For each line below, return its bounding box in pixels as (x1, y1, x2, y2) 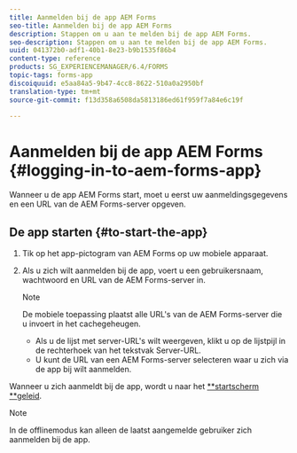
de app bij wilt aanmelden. (35, 364, 132, 375)
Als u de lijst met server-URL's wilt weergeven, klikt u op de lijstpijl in (35, 336, 286, 347)
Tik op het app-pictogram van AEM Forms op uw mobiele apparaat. (21, 248, 269, 259)
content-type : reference (9, 54, 101, 63)
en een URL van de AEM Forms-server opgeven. (9, 199, 186, 209)
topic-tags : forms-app (9, 71, 93, 80)
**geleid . (9, 391, 43, 402)
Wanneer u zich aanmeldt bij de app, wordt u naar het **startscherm (9, 381, 260, 392)
